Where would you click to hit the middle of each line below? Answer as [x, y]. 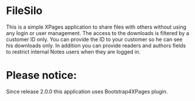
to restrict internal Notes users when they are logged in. [73, 51]
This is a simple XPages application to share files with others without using [96, 27]
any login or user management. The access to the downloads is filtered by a [97, 33]
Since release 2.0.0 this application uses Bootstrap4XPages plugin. [87, 91]
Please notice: [42, 76]
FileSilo [24, 11]
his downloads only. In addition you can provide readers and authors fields [96, 46]
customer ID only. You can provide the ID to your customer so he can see [94, 39]
